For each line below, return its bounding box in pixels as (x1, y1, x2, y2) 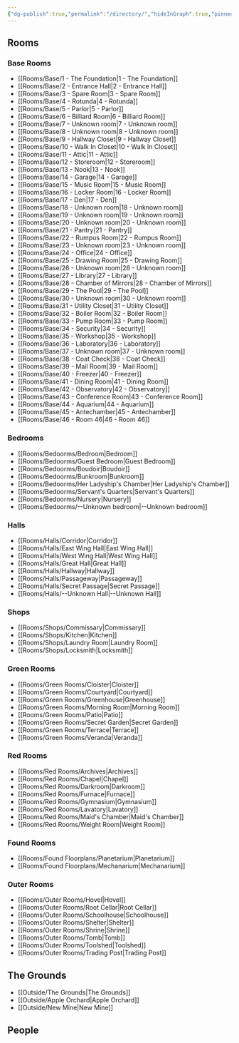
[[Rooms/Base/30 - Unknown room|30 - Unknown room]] (17, 294, 186, 303)
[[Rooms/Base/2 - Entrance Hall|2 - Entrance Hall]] (17, 82, 167, 91)
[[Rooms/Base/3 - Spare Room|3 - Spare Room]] (17, 90, 161, 98)
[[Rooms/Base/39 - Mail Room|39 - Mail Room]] (17, 362, 159, 371)
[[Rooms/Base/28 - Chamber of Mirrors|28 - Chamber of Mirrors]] (17, 279, 212, 287)
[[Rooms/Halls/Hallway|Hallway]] (17, 566, 115, 575)
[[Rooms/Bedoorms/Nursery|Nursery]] (17, 495, 132, 503)
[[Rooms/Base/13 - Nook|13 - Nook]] (17, 165, 126, 174)
